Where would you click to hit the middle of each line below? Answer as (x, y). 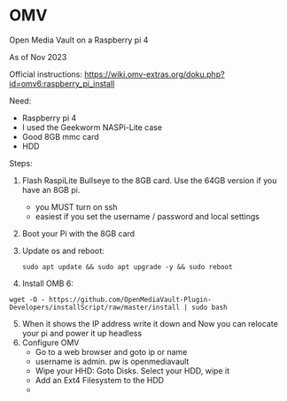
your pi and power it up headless (82, 333)
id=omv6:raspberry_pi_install (62, 83)
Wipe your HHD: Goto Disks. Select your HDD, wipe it (132, 370)
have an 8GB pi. (51, 189)
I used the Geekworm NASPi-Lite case (92, 127)
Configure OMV (50, 343)
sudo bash (209, 307)
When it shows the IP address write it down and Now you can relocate (150, 323)
